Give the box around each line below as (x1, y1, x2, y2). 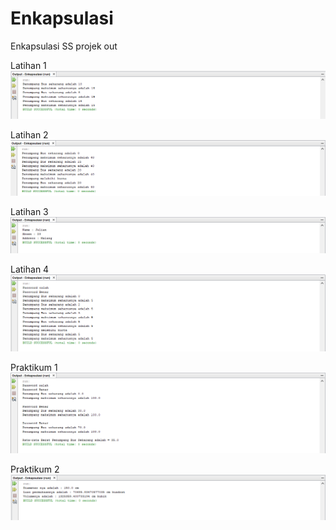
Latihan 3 (10, 206, 49, 218)
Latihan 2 (10, 129, 49, 141)
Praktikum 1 (10, 361, 58, 373)
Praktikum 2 (10, 463, 60, 476)
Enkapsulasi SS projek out (10, 40, 118, 52)
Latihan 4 (10, 263, 50, 276)
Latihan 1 (10, 59, 47, 71)
